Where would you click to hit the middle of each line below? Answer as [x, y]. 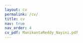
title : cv [15, 19]
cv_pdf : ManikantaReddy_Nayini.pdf [41, 33]
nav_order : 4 [18, 28]
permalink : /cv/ [21, 14]
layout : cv [16, 10]
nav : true [15, 23]
